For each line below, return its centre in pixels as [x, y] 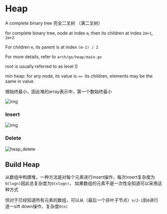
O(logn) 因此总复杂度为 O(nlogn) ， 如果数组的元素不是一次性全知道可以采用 [82, 183]
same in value [19, 81]
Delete [13, 138]
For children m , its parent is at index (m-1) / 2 [52, 47]
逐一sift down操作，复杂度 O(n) [37, 207]
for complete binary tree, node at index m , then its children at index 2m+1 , [79, 33]
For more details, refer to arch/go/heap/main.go [54, 56]
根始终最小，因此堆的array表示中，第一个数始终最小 [59, 91]
